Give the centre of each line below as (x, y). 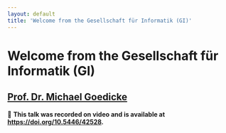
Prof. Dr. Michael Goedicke (68, 97)
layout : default (31, 14)
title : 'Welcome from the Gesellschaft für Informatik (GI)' (100, 21)
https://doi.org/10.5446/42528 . (56, 122)
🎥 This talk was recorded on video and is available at (86, 114)
